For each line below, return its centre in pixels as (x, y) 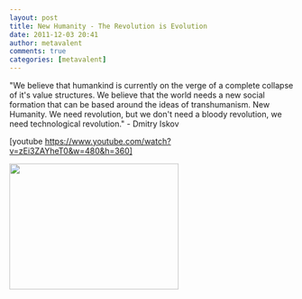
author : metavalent (46, 43)
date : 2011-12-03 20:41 (54, 34)
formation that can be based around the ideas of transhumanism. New (140, 104)
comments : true (38, 51)
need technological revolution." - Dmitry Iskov (94, 124)
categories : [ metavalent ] (58, 60)
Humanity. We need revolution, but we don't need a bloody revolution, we (146, 114)
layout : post (34, 18)
